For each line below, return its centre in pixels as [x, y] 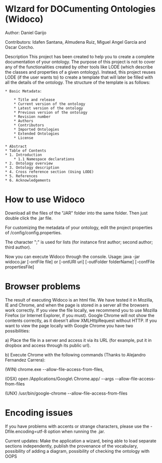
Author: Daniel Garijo [26, 32]
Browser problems [43, 287]
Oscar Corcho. [20, 47]
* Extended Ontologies [37, 134]
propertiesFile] [20, 267]
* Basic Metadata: [23, 91]
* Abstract [16, 146]
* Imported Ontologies [37, 129]
